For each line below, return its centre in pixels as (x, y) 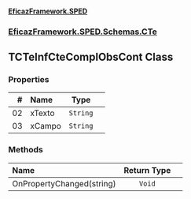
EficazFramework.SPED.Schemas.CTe (83, 32)
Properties (29, 79)
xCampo (46, 126)
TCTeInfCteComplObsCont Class (91, 56)
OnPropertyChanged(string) (64, 183)
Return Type (147, 170)
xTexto (42, 113)
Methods (26, 150)
